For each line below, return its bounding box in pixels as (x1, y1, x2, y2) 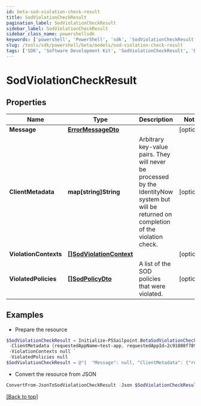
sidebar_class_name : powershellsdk (6, 31, 95, 37)
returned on (138, 210, 172, 218)
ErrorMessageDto (68, 125, 120, 134)
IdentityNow (138, 187, 173, 196)
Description (139, 115, 173, 124)
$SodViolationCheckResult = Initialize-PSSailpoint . (6, 337, 141, 344)
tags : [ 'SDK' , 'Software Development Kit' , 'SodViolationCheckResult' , (6, 48, 188, 54)
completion (138, 217, 170, 225)
